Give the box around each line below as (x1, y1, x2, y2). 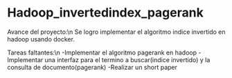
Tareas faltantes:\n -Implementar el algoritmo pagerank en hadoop (7, 48, 197, 57)
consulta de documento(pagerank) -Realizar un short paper (7, 63, 178, 71)
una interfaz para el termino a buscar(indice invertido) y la (44, 55, 211, 64)
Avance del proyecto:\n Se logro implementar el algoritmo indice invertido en (7, 28, 226, 36)
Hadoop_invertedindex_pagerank (7, 5, 204, 21)
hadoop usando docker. (7, 35, 75, 43)
